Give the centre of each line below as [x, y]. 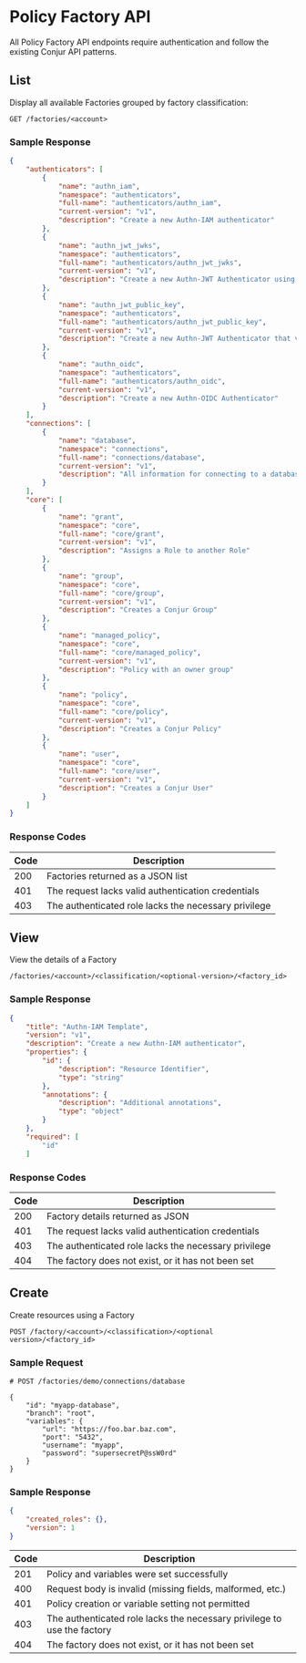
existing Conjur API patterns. [63, 51]
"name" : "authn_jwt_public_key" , [121, 305]
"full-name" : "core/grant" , [112, 534]
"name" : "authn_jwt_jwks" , [109, 245]
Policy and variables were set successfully [138, 1574]
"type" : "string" [91, 1078]
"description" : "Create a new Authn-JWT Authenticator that [174, 339]
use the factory [79, 1629]
